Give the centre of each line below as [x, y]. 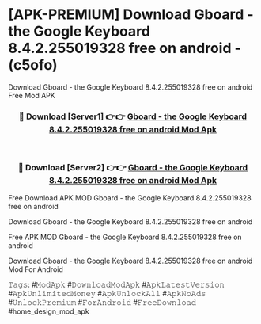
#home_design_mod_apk [49, 311]
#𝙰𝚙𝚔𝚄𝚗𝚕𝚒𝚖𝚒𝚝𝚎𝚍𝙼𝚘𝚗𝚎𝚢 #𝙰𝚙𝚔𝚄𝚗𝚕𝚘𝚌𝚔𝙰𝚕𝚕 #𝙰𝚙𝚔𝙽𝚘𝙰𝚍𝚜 [107, 293]
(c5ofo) [33, 65]
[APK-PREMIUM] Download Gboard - [131, 15]
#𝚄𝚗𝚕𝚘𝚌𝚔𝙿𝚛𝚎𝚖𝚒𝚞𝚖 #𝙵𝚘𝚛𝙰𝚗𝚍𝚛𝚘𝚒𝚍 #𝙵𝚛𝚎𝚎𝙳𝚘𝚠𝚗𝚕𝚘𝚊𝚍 [102, 302]
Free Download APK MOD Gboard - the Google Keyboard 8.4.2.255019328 [130, 198]
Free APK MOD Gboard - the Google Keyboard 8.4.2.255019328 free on [125, 237]
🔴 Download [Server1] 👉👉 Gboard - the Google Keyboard [133, 116]
